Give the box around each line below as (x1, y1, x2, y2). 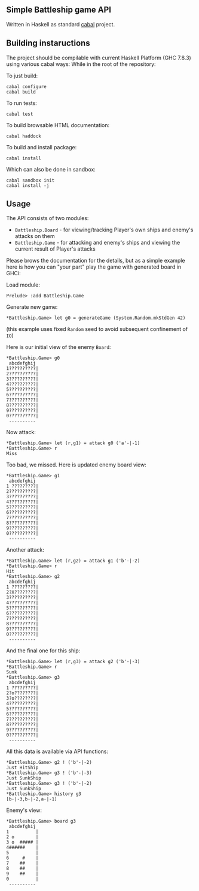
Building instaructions (6, 38, 91, 49)
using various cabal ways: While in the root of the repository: (6, 60, 157, 68)
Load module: (6, 281, 40, 288)
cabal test (6, 111, 33, 117)
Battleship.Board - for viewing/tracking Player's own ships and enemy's (14, 226, 194, 233)
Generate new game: (6, 303, 58, 311)
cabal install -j (6, 182, 50, 188)
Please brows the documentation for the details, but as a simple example (6, 257, 185, 264)
